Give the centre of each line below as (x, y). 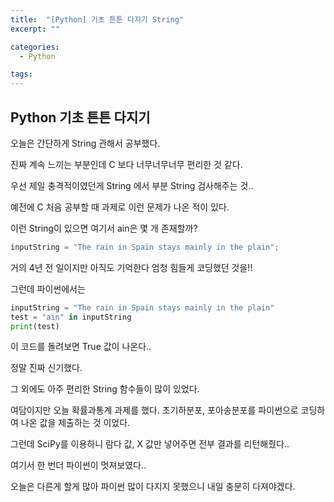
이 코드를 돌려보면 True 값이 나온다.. (81, 347)
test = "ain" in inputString (71, 317)
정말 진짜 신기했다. (46, 368)
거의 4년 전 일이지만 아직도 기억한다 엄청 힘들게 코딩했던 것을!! (131, 267)
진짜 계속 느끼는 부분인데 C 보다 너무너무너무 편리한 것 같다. (126, 164)
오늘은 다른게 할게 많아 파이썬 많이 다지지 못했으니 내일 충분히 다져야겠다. (153, 487)
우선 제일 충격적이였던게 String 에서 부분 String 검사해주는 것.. (132, 185)
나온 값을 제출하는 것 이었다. (75, 423)
